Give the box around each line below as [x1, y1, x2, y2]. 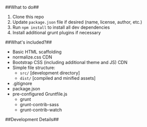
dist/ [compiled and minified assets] [19, 75, 96, 81]
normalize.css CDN [12, 54, 52, 60]
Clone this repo [12, 14, 44, 19]
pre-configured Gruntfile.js [12, 91, 68, 97]
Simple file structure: [12, 64, 56, 70]
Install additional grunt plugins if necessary [12, 30, 101, 35]
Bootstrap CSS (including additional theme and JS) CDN [12, 60, 128, 65]
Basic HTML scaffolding [12, 49, 62, 55]
